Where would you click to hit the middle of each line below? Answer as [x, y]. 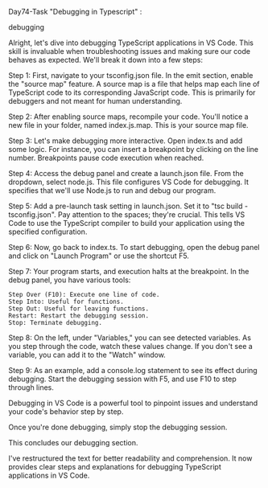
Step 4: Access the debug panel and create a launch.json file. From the [126, 173]
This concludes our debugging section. [73, 443]
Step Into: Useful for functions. [66, 301]
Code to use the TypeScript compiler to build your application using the [127, 223]
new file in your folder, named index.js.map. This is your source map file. [128, 125]
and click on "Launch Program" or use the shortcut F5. [99, 256]
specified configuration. [48, 232]
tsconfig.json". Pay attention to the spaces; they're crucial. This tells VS [127, 215]
